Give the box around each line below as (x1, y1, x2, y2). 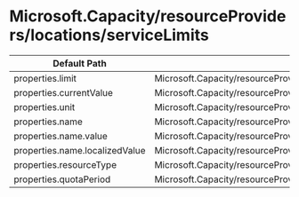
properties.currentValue (13, 86, 114, 98)
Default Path (53, 57, 107, 69)
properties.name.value (13, 130, 109, 142)
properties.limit (13, 72, 77, 84)
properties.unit (13, 100, 76, 113)
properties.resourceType (13, 158, 117, 170)
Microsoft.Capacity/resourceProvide (9, 6, 287, 27)
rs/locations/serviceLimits (9, 25, 209, 45)
